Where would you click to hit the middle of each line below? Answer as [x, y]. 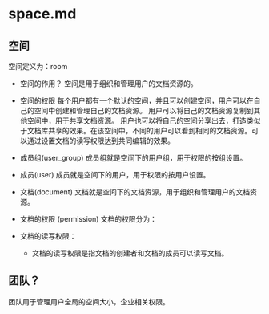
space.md [42, 14]
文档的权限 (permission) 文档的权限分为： [88, 219]
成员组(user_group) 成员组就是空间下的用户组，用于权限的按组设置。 [133, 158]
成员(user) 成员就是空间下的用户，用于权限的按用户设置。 [115, 175]
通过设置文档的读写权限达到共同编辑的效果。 [100, 141]
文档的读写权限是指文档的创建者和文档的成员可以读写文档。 [130, 253]
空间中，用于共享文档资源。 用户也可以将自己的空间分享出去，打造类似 [144, 120]
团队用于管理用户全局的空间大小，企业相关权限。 [89, 301]
